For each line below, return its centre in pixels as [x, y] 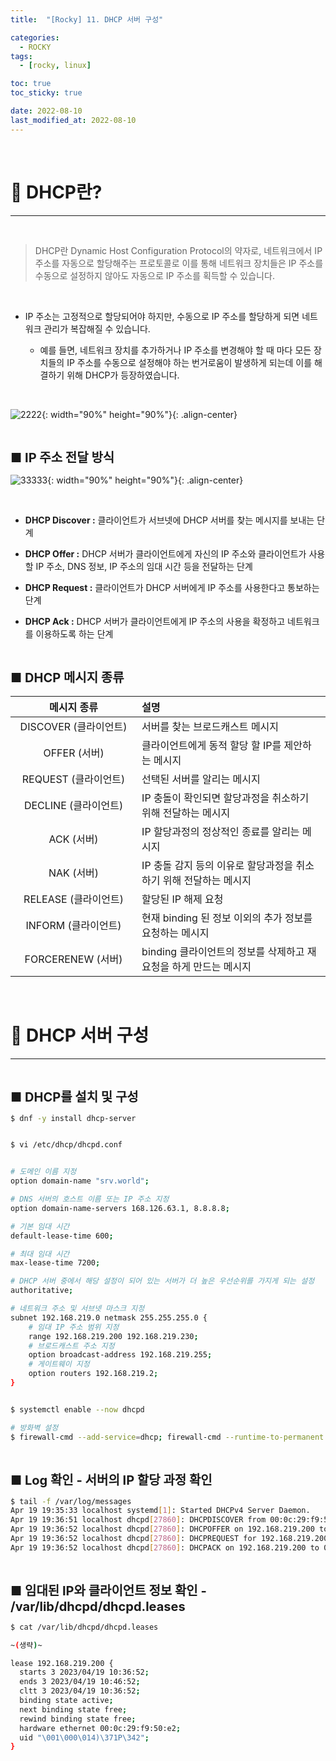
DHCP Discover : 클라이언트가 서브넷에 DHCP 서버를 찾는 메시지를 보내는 [169, 520]
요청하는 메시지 [175, 933]
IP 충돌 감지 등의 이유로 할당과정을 [217, 865]
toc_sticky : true [46, 93]
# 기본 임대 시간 [40, 1226]
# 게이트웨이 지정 [59, 1364]
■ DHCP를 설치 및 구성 [74, 1097]
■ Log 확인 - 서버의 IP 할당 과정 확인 [111, 1480]
